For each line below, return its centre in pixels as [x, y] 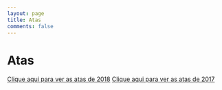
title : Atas [24, 20]
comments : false [30, 26]
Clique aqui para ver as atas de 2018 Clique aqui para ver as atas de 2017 [111, 79]
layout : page [26, 13]
